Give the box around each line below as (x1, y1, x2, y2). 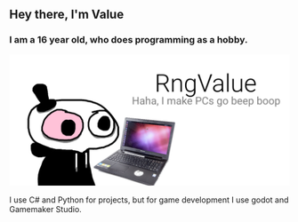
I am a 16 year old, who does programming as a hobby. (9, 34, 248, 46)
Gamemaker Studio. (9, 203, 82, 214)
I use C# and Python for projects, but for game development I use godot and (9, 194, 289, 205)
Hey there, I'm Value (9, 7, 125, 22)
